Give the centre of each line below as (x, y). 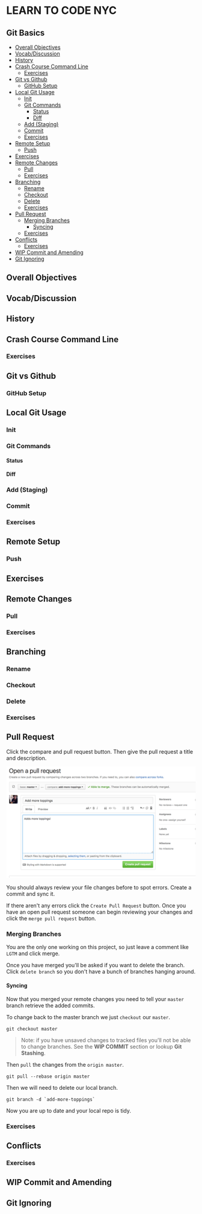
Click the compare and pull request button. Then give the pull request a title (100, 751)
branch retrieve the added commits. (50, 1005)
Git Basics (26, 33)
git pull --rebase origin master (48, 1076)
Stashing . (33, 1053)
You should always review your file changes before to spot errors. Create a (99, 888)
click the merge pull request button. (51, 918)
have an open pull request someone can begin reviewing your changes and (99, 912)
